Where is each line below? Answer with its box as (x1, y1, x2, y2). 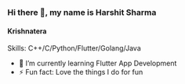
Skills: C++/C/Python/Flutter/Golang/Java (7, 44, 142, 53)
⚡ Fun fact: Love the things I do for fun (18, 68, 143, 77)
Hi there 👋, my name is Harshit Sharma (7, 7, 157, 18)
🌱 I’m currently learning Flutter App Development (18, 58, 177, 68)
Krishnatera (7, 26, 47, 36)
